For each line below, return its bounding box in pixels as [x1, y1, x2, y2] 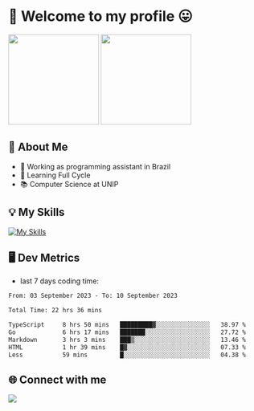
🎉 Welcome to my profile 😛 [8, 7, 193, 26]
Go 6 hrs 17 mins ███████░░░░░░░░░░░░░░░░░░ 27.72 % [8, 328, 247, 336]
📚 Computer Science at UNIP [19, 179, 119, 189]
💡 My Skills [8, 205, 65, 219]
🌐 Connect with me [8, 372, 107, 386]
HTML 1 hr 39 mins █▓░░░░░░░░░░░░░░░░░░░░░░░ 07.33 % [8, 343, 247, 352]
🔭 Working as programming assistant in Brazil [19, 161, 171, 171]
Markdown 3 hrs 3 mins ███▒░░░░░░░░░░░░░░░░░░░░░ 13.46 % [8, 336, 247, 344]
